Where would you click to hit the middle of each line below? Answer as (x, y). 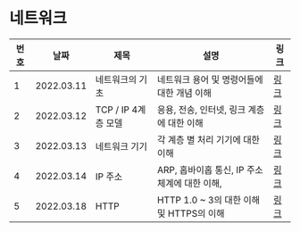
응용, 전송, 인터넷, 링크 (201, 110)
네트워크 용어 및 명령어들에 (210, 79)
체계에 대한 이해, (189, 183)
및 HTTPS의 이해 (191, 213)
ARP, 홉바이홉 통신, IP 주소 (210, 170)
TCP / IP (112, 110)
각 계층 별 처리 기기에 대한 (208, 139)
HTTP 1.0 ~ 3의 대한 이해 (208, 200)
